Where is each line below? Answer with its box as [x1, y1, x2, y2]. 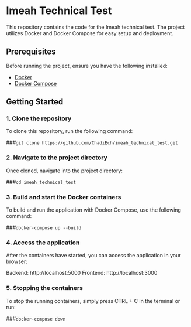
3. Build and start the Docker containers [6, 193, 121, 201]
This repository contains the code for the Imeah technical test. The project [6, 23, 185, 30]
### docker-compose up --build [6, 224, 82, 231]
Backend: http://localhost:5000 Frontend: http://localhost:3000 [6, 270, 158, 277]
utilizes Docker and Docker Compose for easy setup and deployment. [6, 29, 173, 36]
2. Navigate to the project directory [6, 154, 108, 162]
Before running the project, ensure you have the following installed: [6, 62, 168, 69]
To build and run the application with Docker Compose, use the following [6, 206, 181, 213]
